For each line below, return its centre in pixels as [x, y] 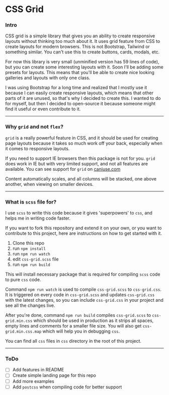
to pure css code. [23, 280]
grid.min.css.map [23, 332]
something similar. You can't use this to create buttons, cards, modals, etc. [82, 52]
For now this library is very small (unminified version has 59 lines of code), [82, 62]
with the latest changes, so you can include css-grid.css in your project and [84, 300]
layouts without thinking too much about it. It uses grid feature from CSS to [83, 41]
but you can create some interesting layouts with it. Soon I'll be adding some [84, 67]
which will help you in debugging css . [81, 332]
